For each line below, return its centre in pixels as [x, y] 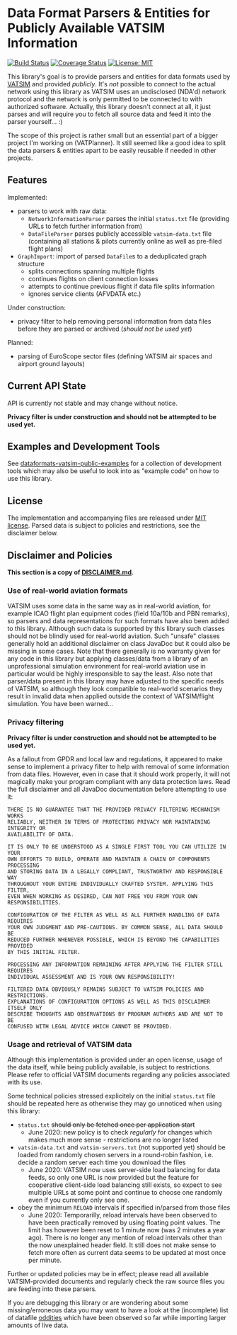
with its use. [25, 1082]
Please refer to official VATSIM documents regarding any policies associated [118, 1074]
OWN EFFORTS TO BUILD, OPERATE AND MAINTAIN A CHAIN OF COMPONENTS [109, 859]
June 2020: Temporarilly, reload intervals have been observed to [122, 1215]
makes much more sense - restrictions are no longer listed [113, 1140]
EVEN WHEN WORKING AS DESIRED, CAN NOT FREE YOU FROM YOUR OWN [103, 896]
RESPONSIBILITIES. [34, 902]
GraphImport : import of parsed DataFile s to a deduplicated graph [112, 256]
